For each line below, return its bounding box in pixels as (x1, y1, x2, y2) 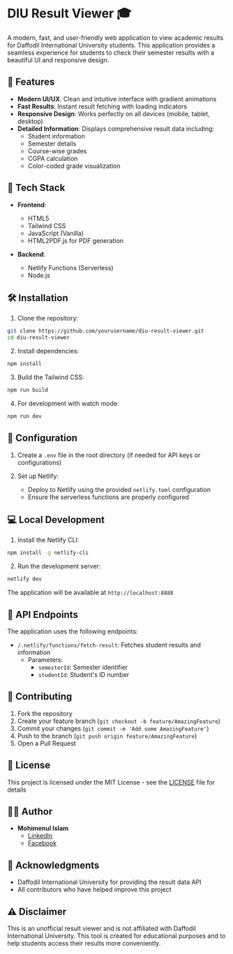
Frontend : (17, 200, 47, 209)
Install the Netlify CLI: (17, 536, 80, 545)
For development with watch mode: (17, 399, 119, 407)
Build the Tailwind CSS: (17, 373, 84, 381)
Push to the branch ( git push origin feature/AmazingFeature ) (17, 731, 197, 740)
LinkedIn (27, 832, 53, 840)
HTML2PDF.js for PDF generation (27, 236, 124, 245)
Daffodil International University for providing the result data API (17, 878, 202, 886)
